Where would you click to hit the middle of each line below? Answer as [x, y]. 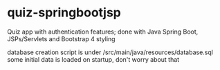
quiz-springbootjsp [64, 13]
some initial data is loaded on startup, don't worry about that [93, 59]
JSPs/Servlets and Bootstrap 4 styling [61, 38]
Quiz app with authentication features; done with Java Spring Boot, [103, 32]
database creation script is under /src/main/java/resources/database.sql [110, 52]
